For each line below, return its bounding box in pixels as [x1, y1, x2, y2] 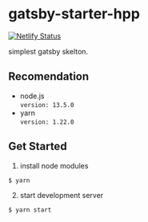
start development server [19, 190, 104, 200]
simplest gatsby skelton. [8, 46, 89, 56]
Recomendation [8, 69, 90, 84]
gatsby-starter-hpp [8, 5, 140, 23]
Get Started [8, 140, 67, 153]
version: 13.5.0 [19, 101, 74, 109]
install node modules [19, 161, 89, 170]
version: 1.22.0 [19, 117, 74, 126]
